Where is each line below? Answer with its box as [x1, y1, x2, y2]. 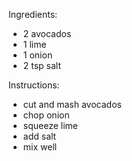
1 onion [22, 49, 53, 61]
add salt [22, 130, 57, 142]
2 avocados [22, 28, 72, 39]
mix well [22, 141, 58, 153]
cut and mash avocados [22, 99, 122, 110]
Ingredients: [8, 9, 58, 20]
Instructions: [8, 79, 60, 91]
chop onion [22, 109, 70, 121]
